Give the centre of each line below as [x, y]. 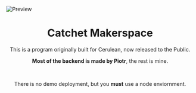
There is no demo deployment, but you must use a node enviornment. [100, 84]
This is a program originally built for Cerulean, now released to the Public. [100, 49]
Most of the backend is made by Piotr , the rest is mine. [100, 61]
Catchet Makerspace [100, 33]
